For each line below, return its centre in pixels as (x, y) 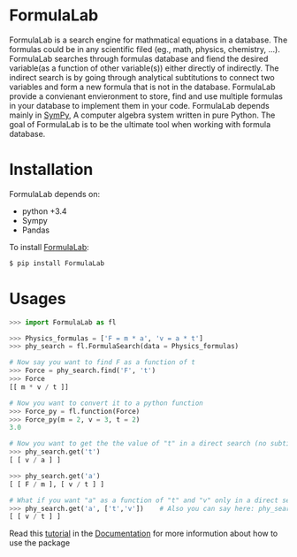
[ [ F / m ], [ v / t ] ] (57, 484)
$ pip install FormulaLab (57, 263)
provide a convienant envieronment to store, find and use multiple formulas (146, 96)
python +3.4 (45, 211)
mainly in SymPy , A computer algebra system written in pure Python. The (142, 115)
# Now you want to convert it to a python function (106, 403)
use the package (40, 543)
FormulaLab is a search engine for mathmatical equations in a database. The (148, 40)
